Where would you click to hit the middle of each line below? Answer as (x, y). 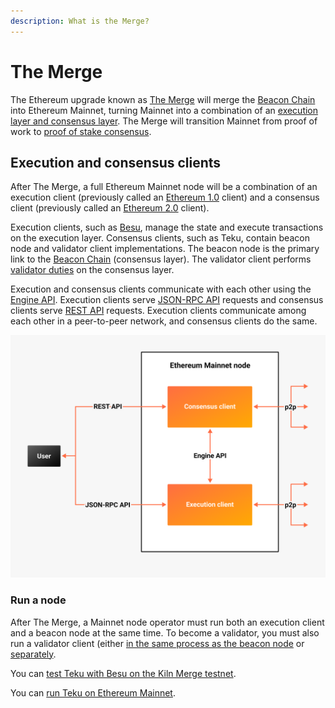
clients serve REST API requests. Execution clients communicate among (158, 311)
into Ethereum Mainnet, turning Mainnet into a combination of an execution (164, 110)
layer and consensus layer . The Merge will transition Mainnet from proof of (164, 121)
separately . (33, 654)
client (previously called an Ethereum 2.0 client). (110, 208)
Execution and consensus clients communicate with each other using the (161, 289)
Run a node (38, 600)
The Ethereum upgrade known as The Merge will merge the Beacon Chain (163, 99)
